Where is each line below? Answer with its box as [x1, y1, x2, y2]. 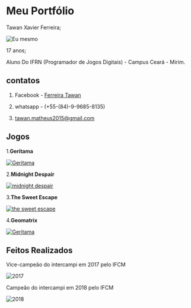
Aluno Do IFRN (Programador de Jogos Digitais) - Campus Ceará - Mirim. [6, 58, 186, 65]
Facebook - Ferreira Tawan [14, 91, 81, 99]
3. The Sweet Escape [6, 193, 58, 200]
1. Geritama [6, 147, 34, 155]
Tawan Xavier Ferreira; [6, 24, 61, 31]
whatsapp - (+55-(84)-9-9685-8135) [14, 103, 106, 110]
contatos [6, 76, 40, 86]
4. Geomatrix [6, 216, 37, 224]
